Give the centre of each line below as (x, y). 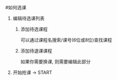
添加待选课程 (34, 29)
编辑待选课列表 (28, 18)
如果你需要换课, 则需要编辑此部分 (55, 62)
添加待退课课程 (36, 51)
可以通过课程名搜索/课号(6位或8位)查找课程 (66, 40)
